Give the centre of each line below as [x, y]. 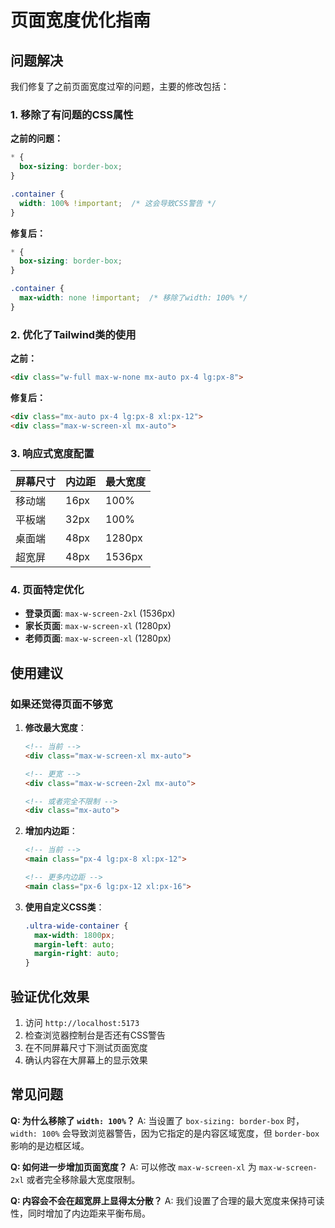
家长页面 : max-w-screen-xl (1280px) [98, 626]
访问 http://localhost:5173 [82, 1022]
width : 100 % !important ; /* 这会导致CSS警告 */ [118, 203]
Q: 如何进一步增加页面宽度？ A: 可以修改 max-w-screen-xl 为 [133, 1167]
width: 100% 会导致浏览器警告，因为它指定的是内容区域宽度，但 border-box [165, 1133]
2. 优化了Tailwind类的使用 [73, 334]
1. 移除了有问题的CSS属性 [72, 114]
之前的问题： [36, 138]
